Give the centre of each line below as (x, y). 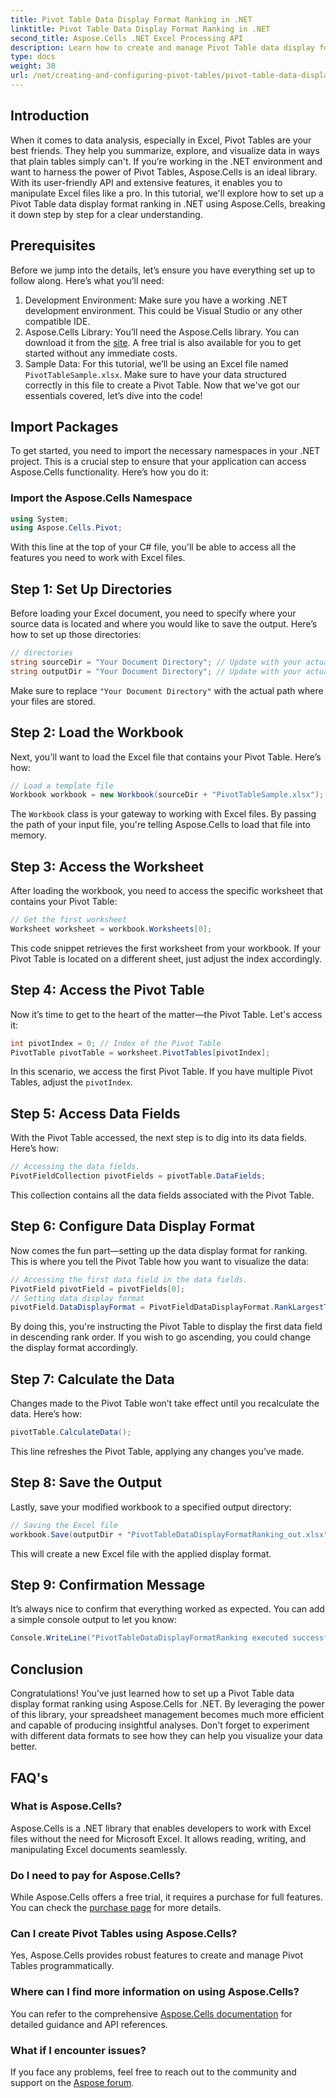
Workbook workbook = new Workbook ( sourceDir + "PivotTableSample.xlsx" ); (167, 795)
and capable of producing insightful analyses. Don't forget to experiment (160, 1725)
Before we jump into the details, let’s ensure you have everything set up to (163, 270)
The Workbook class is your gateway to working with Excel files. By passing (163, 814)
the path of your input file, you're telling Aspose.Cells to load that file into (160, 825)
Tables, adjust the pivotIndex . (71, 1082)
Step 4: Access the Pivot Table (107, 990)
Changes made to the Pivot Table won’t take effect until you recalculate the (165, 1403)
